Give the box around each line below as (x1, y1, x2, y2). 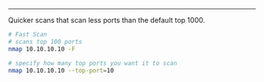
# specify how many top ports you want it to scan (8, 59, 178, 67)
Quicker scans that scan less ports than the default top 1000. (8, 16, 206, 24)
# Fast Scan (8, 30, 47, 38)
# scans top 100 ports (8, 37, 82, 45)
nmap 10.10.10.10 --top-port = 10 (8, 66, 114, 74)
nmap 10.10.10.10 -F (8, 45, 76, 53)
